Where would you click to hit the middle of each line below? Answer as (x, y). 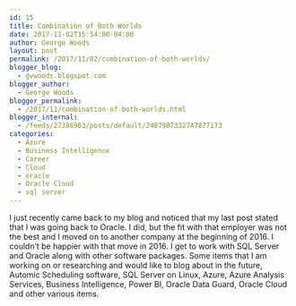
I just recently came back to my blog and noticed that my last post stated (144, 217)
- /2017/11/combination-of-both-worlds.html (102, 109)
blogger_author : (39, 84)
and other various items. (54, 293)
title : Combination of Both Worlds (76, 26)
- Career (34, 159)
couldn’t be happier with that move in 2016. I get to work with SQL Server (144, 246)
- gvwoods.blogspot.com (61, 76)
